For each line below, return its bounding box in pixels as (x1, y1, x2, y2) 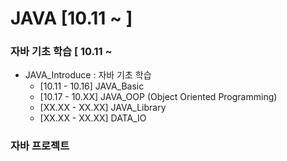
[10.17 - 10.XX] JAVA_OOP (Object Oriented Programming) (39, 91, 278, 103)
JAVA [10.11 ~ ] (10, 7, 133, 30)
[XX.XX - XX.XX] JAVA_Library (39, 102, 167, 114)
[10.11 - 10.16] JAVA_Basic (39, 80, 145, 92)
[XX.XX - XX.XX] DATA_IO (39, 112, 147, 124)
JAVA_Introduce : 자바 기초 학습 (24, 69, 152, 81)
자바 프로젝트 (10, 139, 70, 153)
